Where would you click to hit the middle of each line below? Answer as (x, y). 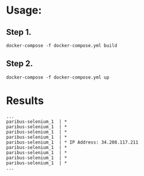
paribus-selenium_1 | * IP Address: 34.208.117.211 (72, 142)
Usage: (24, 10)
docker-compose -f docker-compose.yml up (58, 77)
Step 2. (20, 63)
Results (25, 100)
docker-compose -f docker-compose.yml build (62, 45)
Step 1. (19, 32)
